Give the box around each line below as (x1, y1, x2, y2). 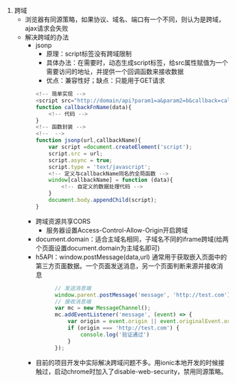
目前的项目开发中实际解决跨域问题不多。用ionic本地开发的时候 (35, 358, 219, 367)
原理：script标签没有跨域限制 (46, 49, 132, 58)
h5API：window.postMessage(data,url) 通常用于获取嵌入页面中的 (35, 252, 227, 261)
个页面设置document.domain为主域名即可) (35, 243, 160, 252)
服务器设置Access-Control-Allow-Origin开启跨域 (46, 225, 188, 234)
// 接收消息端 (54, 298, 91, 305)
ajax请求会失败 (24, 24, 69, 32)
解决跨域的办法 (24, 33, 69, 41)
